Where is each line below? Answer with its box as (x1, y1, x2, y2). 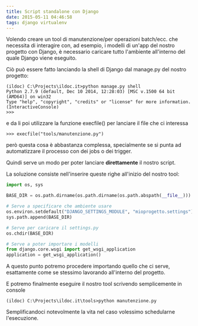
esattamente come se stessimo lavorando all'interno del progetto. (6, 269, 166, 276)
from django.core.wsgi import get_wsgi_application (6, 246, 136, 252)
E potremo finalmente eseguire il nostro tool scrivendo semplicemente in (6, 281, 182, 288)
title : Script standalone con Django (6, 8, 99, 15)
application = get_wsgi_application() (6, 252, 101, 258)
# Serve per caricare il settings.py (6, 225, 99, 230)
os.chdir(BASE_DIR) (6, 230, 54, 236)
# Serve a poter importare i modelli (6, 241, 99, 247)
